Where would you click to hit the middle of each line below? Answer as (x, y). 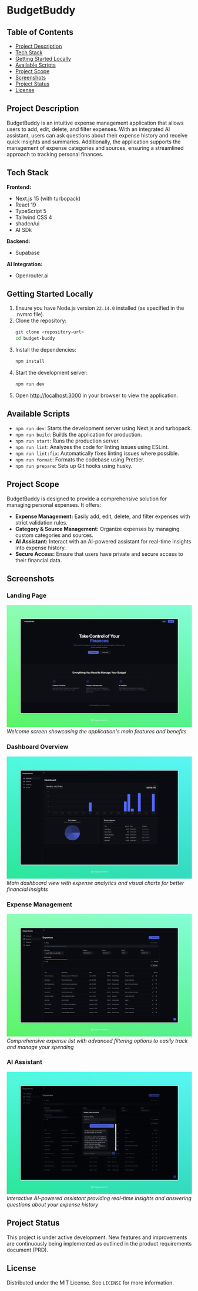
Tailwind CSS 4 (33, 217)
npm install (30, 361)
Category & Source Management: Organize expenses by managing (97, 529)
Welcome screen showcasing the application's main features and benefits (97, 732)
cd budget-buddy (35, 339)
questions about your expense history (53, 1205)
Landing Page (27, 595)
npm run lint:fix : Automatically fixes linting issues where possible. (97, 453)
